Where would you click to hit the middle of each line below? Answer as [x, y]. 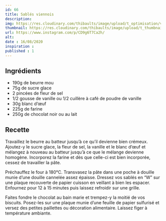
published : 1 [20, 51]
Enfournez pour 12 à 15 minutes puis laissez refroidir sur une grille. [73, 188]
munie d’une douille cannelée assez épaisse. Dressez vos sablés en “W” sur [83, 178]
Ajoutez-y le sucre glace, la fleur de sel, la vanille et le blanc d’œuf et [75, 147]
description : [19, 19]
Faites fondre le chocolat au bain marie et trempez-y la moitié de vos [75, 197]
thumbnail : [16, 28]
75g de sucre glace [32, 88]
